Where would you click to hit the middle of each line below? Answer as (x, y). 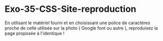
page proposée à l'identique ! (35, 33)
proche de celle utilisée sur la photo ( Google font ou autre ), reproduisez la (81, 28)
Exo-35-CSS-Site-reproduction (71, 9)
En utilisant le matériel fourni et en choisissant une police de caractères (78, 23)
